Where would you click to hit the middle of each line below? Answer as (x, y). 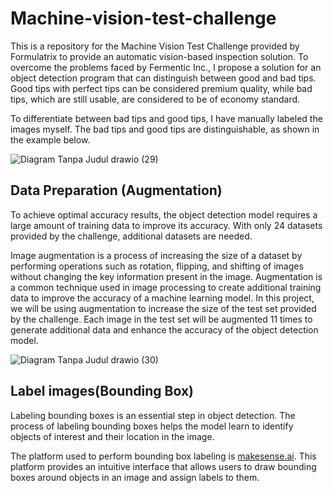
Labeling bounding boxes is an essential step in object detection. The (153, 415)
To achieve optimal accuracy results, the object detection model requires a (164, 214)
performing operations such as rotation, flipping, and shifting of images (157, 266)
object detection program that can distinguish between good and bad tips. (163, 78)
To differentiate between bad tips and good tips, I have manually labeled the (166, 118)
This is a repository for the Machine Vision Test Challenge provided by (155, 46)
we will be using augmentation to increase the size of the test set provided (163, 308)
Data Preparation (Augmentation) (116, 190)
